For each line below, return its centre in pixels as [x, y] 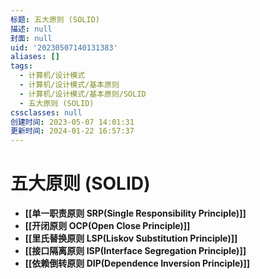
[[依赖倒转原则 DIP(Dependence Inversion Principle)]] [137, 263]
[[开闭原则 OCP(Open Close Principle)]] [107, 226]
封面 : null [31, 38]
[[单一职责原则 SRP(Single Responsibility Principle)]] [135, 213]
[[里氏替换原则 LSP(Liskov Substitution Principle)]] [131, 238]
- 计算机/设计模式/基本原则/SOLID [83, 94]
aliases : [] [35, 57]
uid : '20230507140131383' [64, 47]
